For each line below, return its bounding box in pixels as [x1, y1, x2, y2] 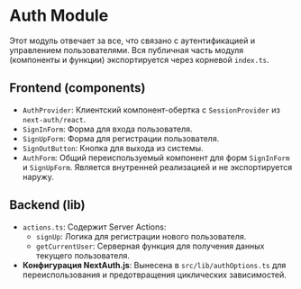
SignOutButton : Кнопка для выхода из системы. [22, 142, 205, 153]
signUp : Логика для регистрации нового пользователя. [35, 230, 247, 241]
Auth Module [9, 5, 109, 26]
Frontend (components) [9, 80, 146, 95]
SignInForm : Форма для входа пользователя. [22, 123, 193, 134]
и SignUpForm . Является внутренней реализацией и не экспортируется [22, 161, 293, 172]
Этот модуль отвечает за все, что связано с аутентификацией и [9, 35, 256, 46]
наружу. [22, 171, 54, 182]
